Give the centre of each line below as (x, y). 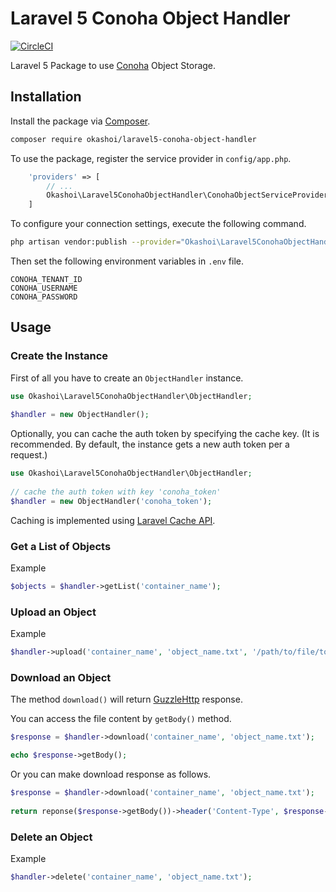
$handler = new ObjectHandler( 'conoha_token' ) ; (111, 501)
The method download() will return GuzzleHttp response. (126, 699)
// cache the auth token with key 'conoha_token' (116, 492)
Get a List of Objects (61, 546)
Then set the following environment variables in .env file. (127, 261)
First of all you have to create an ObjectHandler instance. (127, 378)
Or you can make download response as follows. (111, 774)
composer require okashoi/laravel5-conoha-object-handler (133, 139)
